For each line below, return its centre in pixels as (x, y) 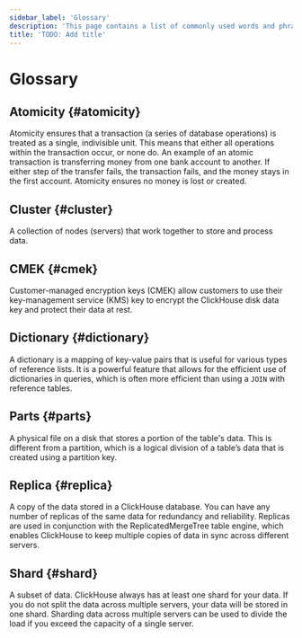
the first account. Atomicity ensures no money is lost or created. (128, 182)
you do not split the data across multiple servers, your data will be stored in (149, 605)
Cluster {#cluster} (62, 209)
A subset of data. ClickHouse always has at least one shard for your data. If (149, 595)
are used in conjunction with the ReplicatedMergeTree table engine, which (147, 526)
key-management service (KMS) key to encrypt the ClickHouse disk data (144, 300)
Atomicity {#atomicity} (75, 112)
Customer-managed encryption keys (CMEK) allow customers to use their (146, 290)
